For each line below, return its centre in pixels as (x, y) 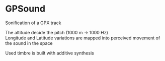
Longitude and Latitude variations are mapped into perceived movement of (83, 38)
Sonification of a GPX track (33, 23)
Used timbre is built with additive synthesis (50, 53)
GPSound (25, 9)
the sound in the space (29, 43)
